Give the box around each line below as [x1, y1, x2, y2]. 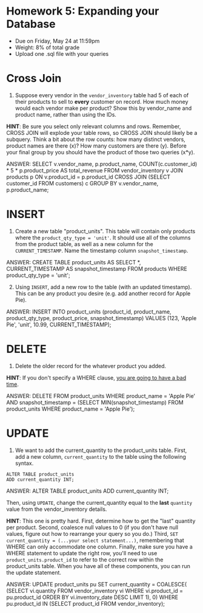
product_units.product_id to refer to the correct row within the [6, 556, 164, 563]
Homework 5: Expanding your [6, 4, 159, 18]
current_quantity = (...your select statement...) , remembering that [6, 536, 185, 544]
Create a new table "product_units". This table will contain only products [15, 227, 196, 235]
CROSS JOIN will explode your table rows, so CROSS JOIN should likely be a [6, 129, 198, 136]
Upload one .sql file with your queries [15, 50, 109, 57]
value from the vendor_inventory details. [6, 505, 107, 513]
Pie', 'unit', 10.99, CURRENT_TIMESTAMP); [6, 321, 111, 328]
